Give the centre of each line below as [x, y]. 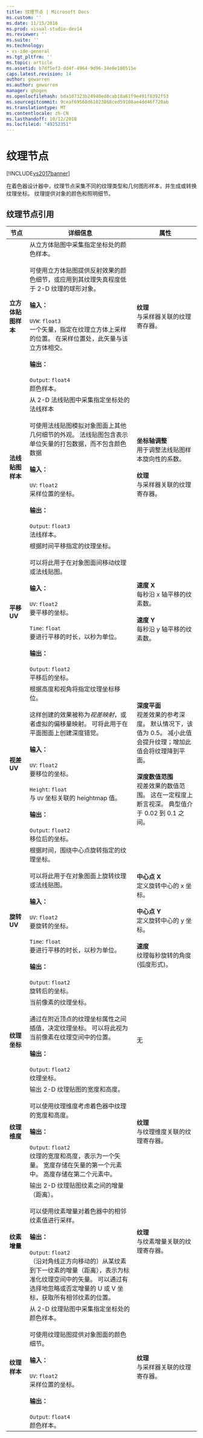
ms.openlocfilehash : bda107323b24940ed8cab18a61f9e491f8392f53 [88, 96]
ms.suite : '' [23, 40]
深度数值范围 [155, 777]
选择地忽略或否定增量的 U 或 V [72, 1288]
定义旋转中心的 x [160, 886]
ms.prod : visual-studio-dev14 [44, 29]
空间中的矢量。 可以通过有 [91, 1279]
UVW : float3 [45, 320]
